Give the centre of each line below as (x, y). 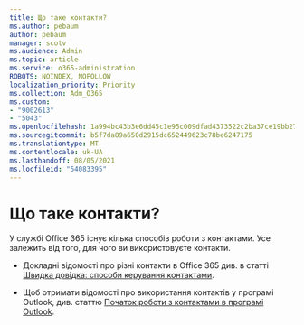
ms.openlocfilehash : (48, 127)
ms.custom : (30, 102)
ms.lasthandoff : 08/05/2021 (62, 160)
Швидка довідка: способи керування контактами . (118, 275)
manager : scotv (38, 43)
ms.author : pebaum (44, 26)
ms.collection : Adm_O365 (56, 93)
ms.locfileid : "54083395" (58, 169)
